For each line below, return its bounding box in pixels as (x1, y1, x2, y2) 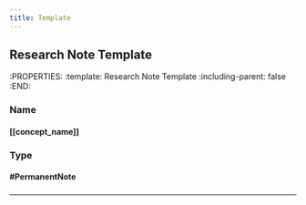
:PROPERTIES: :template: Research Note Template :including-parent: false (9, 71, 287, 82)
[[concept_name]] (9, 126, 80, 137)
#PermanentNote (9, 171, 76, 182)
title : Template (9, 13, 71, 23)
